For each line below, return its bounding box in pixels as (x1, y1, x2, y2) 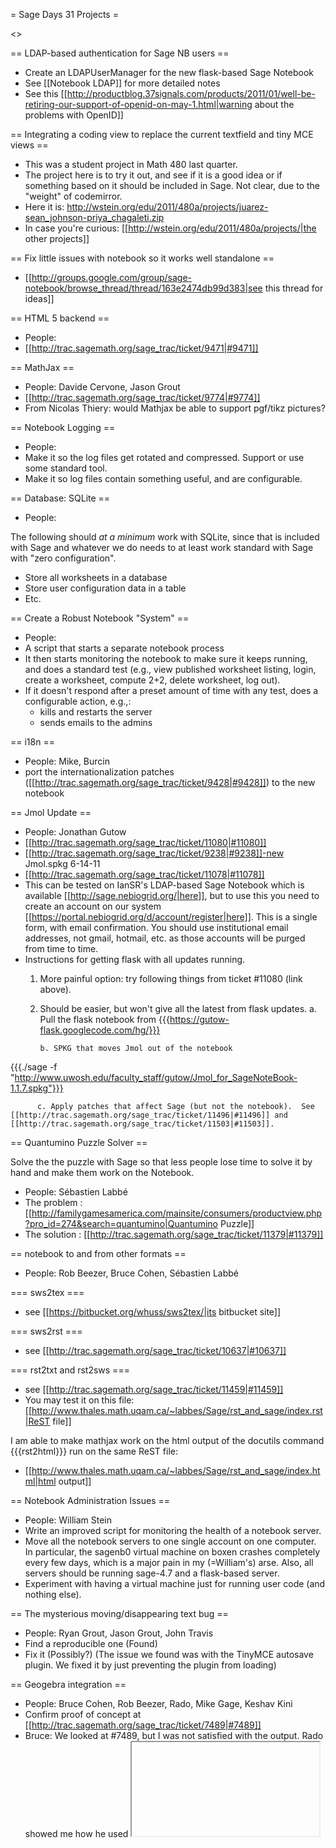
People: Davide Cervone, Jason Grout (24, 381, 181, 393)
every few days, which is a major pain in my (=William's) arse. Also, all (24, 1557, 314, 1568)
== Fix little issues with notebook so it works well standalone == (10, 252, 275, 264)
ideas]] (24, 293, 55, 304)
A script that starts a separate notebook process (24, 642, 225, 654)
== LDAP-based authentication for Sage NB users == (10, 47, 230, 59)
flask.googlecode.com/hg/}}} (39, 1024, 161, 1036)
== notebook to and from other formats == (10, 1248, 187, 1259)
